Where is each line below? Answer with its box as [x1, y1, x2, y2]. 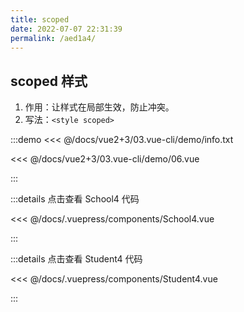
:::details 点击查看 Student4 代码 [10, 253, 143, 265]
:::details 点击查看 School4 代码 [10, 193, 140, 205]
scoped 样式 [10, 72, 88, 90]
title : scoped [10, 14, 70, 25]
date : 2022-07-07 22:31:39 [10, 24, 123, 34]
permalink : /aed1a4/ [10, 33, 97, 43]
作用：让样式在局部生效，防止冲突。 [24, 101, 175, 113]
